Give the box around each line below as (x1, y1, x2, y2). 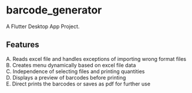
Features (6, 40, 39, 50)
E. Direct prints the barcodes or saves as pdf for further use (6, 80, 151, 87)
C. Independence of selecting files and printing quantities (6, 68, 145, 75)
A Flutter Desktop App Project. (6, 23, 80, 30)
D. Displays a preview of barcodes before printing (6, 74, 126, 81)
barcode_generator (6, 4, 102, 17)
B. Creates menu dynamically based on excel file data (6, 61, 136, 68)
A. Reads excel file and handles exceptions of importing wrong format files (6, 55, 187, 62)
